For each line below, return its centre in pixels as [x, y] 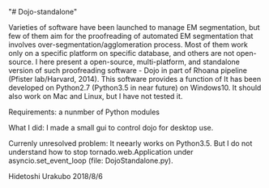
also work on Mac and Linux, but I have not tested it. [96, 96]
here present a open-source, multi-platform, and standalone [140, 62]
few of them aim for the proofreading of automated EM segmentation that [131, 36]
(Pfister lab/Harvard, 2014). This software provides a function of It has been [135, 79]
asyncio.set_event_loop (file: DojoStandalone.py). [91, 160]
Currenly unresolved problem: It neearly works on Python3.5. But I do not [130, 143]
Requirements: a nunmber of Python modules [84, 112]
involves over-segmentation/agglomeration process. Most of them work [128, 45]
